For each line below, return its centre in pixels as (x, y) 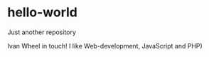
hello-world (43, 12)
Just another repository (42, 32)
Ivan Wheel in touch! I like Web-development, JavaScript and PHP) (105, 46)
